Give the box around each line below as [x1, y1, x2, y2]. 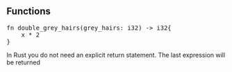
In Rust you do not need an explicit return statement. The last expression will [6, 51, 226, 59]
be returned [6, 58, 41, 66]
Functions [6, 6, 51, 17]
